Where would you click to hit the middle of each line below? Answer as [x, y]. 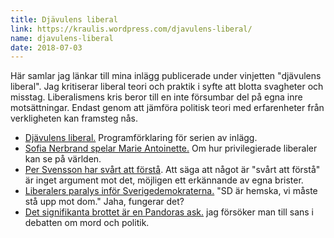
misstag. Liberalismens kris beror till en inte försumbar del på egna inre [156, 97]
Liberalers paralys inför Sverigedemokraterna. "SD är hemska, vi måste [171, 191]
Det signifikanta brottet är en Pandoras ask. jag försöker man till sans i [169, 212]
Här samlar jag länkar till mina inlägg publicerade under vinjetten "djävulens [166, 76]
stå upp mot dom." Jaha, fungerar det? [104, 202]
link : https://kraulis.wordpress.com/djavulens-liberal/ [131, 29]
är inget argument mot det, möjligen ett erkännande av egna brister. [164, 180]
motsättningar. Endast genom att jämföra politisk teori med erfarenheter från [167, 108]
